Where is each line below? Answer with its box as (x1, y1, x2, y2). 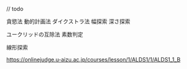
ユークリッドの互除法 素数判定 (6, 31, 83, 38)
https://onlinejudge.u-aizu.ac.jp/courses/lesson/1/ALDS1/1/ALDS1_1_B (6, 56, 181, 63)
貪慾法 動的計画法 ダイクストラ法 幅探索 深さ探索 (6, 18, 131, 25)
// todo (6, 5, 23, 12)
